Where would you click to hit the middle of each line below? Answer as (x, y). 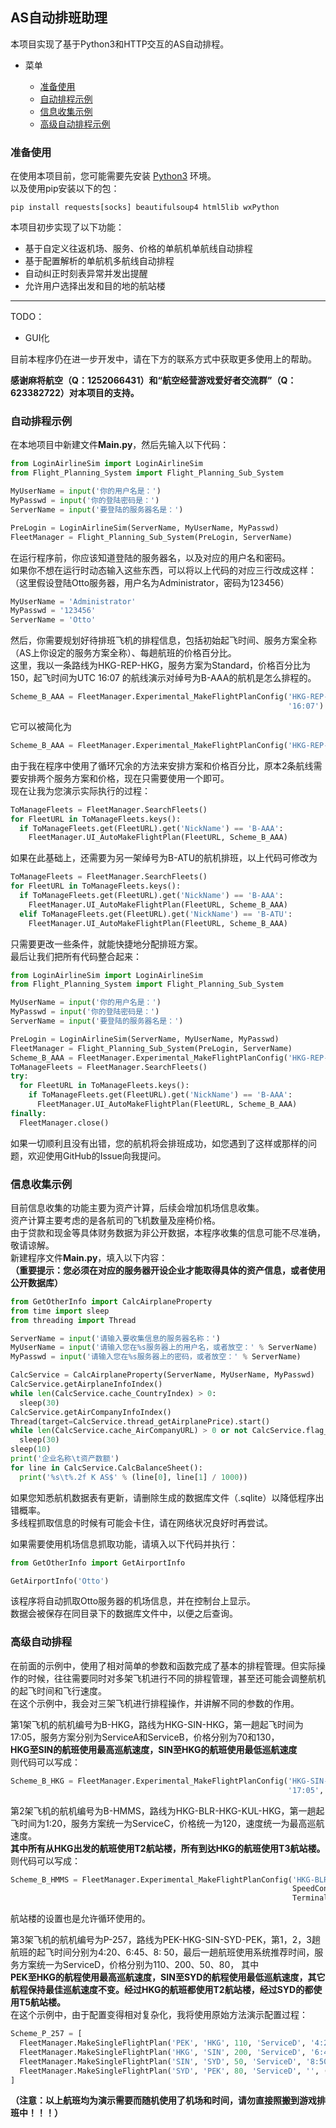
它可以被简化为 (41, 726)
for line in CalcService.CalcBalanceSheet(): (106, 1468)
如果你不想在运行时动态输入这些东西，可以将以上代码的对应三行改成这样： (163, 570)
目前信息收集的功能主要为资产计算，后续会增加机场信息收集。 (137, 1207)
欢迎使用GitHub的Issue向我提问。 (97, 1155)
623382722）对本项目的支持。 (75, 393)
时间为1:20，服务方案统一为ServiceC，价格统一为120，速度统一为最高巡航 (171, 1823)
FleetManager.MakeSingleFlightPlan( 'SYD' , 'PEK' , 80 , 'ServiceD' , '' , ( (174, 2071)
